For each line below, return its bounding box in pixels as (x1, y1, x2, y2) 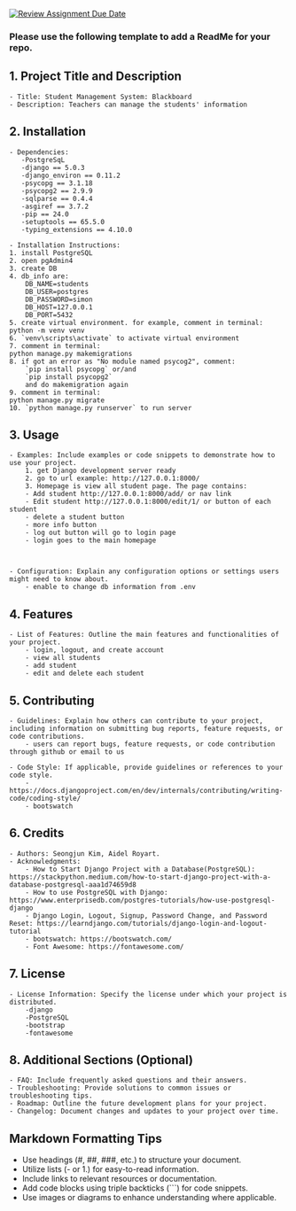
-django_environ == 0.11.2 (20, 171, 121, 180)
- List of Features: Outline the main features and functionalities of (9, 630, 279, 640)
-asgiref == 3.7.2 (20, 202, 90, 211)
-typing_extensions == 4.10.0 (20, 225, 133, 234)
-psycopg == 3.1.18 (20, 178, 93, 188)
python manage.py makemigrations (9, 349, 133, 358)
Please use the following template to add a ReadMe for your (9, 30, 271, 43)
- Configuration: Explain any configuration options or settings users (9, 567, 279, 576)
